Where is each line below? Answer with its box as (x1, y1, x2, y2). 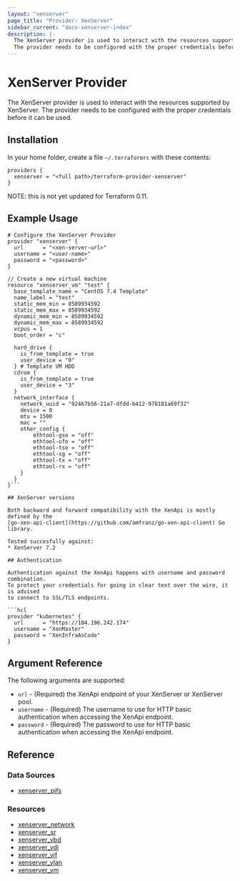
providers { (7, 166, 43, 174)
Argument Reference (7, 657, 103, 669)
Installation (7, 134, 59, 146)
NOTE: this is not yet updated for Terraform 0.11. (7, 191, 149, 200)
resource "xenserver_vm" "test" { (7, 282, 111, 289)
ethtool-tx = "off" (33, 457, 91, 464)
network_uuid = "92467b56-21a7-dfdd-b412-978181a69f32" (20, 400, 191, 407)
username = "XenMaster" (14, 625, 84, 632)
